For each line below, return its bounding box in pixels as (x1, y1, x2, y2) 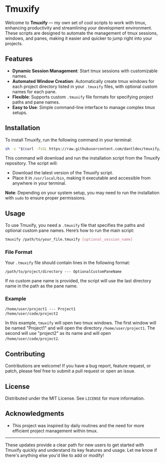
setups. (12, 109, 28, 115)
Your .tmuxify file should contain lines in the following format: (5, 260, 130, 266)
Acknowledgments (5, 409, 65, 418)
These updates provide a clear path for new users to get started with (5, 442, 144, 448)
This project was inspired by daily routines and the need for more (12, 422, 144, 428)
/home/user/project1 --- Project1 (5, 306, 76, 311)
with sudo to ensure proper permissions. (5, 195, 86, 201)
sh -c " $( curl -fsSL (5, 146, 48, 151)
